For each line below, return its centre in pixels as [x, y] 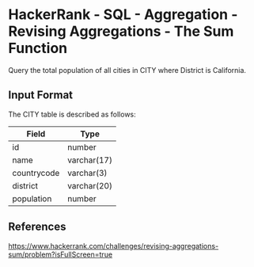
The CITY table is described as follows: [72, 114]
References [37, 227]
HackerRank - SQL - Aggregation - [123, 15]
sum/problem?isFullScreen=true [61, 254]
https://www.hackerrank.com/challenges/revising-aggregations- [114, 246]
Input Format [41, 95]
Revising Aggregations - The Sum [121, 31]
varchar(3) [87, 173]
